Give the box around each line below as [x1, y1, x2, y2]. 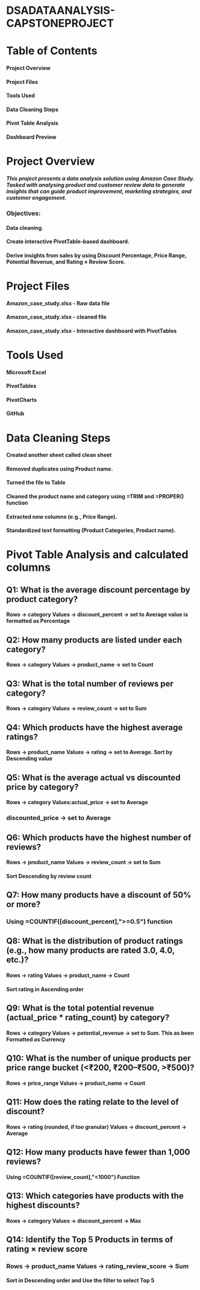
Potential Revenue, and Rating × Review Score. [6, 258, 126, 265]
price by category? [6, 782, 80, 792]
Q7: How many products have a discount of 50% [6, 890, 192, 900]
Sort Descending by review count [6, 872, 92, 880]
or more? [6, 900, 41, 910]
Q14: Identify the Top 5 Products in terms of [6, 1234, 173, 1245]
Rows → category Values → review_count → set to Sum [6, 705, 147, 712]
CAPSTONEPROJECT [6, 16, 114, 30]
